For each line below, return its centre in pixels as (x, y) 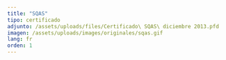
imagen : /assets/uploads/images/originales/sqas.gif (85, 33)
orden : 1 (20, 46)
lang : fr (20, 39)
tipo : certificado (34, 20)
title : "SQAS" (28, 13)
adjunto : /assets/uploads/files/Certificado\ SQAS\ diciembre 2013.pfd (113, 26)
